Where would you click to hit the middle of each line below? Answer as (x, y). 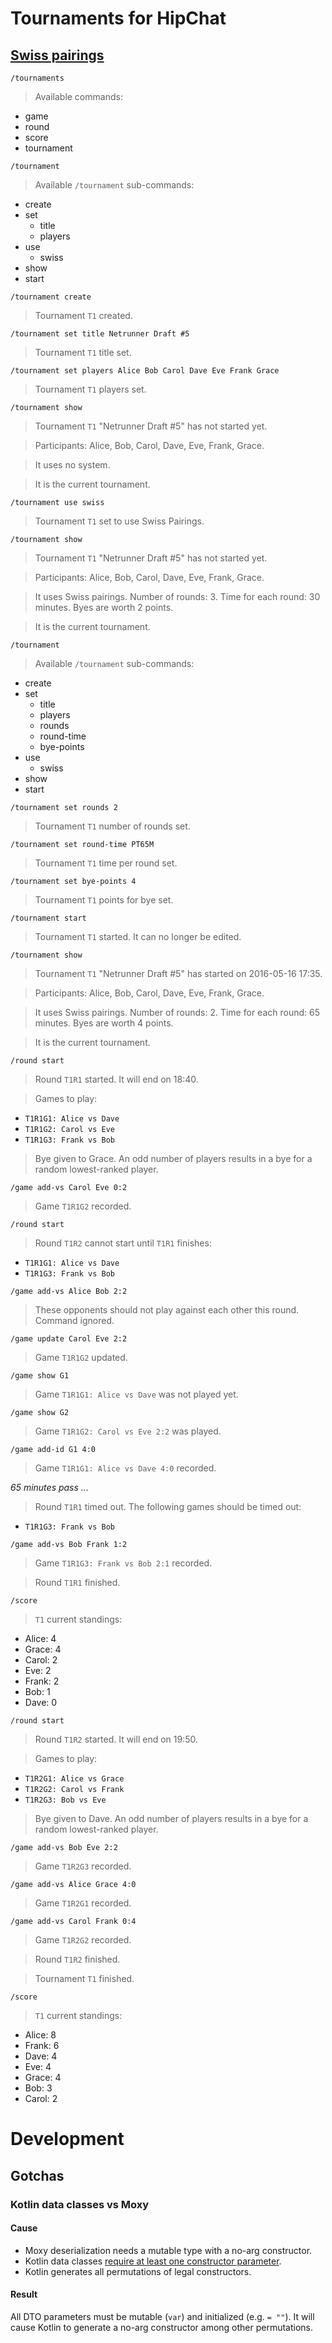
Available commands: (78, 96)
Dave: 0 (41, 1702)
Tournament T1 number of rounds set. (112, 826)
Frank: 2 (42, 1681)
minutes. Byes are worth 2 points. (104, 607)
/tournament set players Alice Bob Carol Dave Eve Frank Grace (145, 371)
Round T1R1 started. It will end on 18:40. (116, 1079)
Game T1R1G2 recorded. (83, 1206)
